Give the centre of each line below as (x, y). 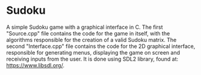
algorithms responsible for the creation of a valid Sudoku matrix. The (91, 40)
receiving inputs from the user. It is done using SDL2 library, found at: (92, 59)
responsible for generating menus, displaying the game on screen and (93, 52)
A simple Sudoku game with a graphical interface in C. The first (85, 27)
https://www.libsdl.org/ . (36, 65)
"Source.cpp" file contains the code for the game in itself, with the (88, 33)
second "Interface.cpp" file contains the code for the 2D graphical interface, (101, 46)
